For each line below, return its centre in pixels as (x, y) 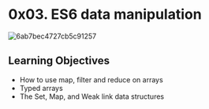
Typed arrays (41, 88)
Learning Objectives (59, 61)
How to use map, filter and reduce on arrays (91, 79)
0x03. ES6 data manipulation (105, 15)
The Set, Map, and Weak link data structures (91, 96)
